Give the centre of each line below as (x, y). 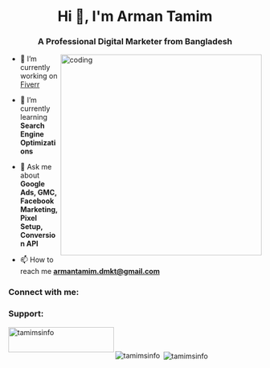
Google (33, 184)
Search (32, 126)
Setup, (31, 227)
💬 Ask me (36, 167)
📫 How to (37, 260)
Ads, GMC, (39, 193)
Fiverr (30, 84)
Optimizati (38, 143)
